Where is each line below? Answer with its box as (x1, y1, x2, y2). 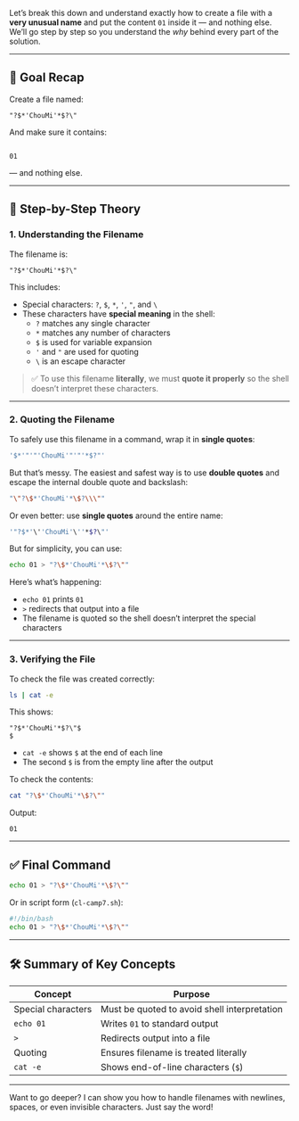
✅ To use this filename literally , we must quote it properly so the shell (30, 373, 289, 383)
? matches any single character (35, 317, 151, 328)
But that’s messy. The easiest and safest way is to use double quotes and (9, 467, 280, 478)
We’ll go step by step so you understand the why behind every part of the (9, 27, 279, 37)
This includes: (9, 281, 61, 293)
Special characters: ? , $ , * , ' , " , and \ (21, 299, 158, 309)
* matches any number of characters (35, 327, 171, 338)
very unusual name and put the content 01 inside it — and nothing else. (9, 17, 272, 28)
